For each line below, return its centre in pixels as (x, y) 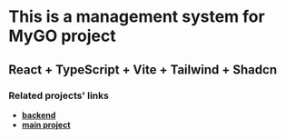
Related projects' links (59, 95)
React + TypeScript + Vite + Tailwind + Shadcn (143, 69)
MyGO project (62, 36)
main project (46, 124)
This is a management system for (137, 17)
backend (39, 114)
